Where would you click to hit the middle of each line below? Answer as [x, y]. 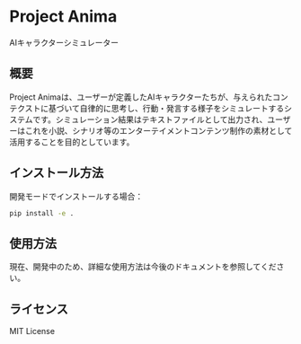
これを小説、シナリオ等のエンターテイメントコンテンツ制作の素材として [159, 130]
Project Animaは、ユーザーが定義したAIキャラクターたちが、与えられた [141, 97]
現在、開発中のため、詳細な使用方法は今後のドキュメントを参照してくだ [143, 267]
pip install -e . [42, 213]
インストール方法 [57, 173]
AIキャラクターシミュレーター [64, 42]
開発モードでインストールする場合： [76, 196]
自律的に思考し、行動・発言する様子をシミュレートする [182, 108]
